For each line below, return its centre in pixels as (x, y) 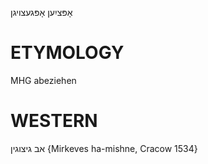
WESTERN (54, 121)
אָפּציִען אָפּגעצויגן (41, 12)
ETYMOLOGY (67, 53)
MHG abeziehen (43, 80)
